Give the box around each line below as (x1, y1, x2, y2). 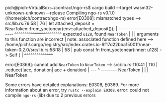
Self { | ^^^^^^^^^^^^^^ (9, 52, 53, 58)
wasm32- (133, 5, 153, 10)
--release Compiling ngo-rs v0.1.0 (46, 10, 115, 16)
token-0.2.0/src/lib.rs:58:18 (5, 47, 61, 52)
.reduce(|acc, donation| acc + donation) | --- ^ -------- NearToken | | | (5, 67, 149, 73)
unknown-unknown (5, 10, 45, 16)
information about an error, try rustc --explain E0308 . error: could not (5, 87, 149, 93)
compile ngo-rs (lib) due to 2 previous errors (5, 92, 96, 98)
